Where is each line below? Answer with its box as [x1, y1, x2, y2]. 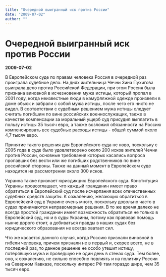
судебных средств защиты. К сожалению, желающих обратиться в [5, 194, 148, 200]
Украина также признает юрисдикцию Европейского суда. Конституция [5, 178, 158, 184]
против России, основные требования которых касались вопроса [5, 152, 145, 159]
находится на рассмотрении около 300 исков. [5, 168, 104, 174]
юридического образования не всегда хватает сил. [5, 225, 114, 231]
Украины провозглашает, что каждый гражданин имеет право [5, 183, 137, 189]
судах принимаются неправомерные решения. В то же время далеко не [5, 204, 159, 210]
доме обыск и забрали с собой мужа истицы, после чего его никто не [5, 101, 154, 107]
